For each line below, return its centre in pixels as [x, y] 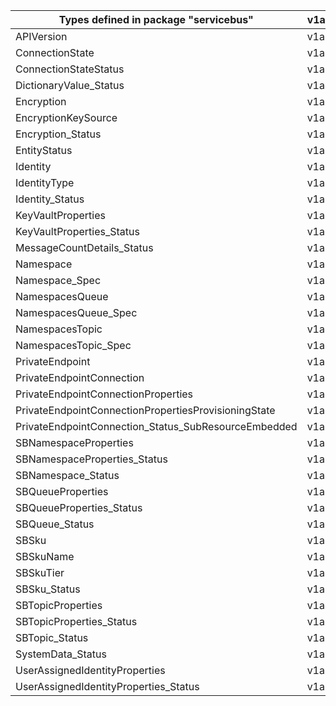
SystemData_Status [61, 654]
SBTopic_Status [52, 637]
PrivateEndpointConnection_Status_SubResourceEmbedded [156, 426]
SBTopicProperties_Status [76, 621]
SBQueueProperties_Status [79, 507]
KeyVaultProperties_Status [77, 231]
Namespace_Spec [58, 280]
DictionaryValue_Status [70, 85]
